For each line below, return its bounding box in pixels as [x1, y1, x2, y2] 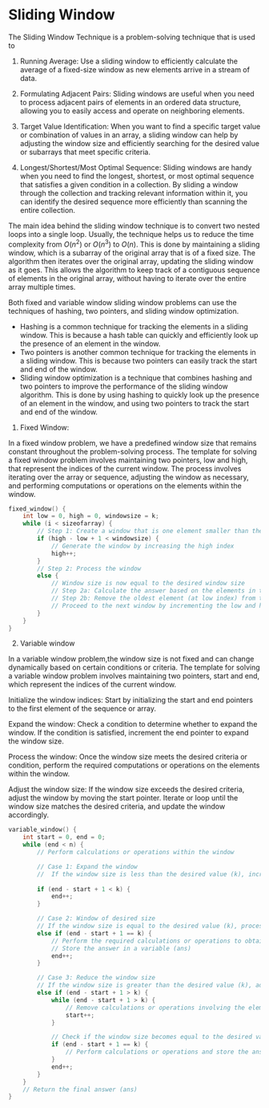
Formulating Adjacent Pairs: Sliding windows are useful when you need [19, 88, 255, 98]
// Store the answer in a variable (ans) [50, 944, 192, 952]
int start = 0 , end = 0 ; [22, 833, 106, 841]
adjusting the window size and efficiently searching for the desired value [19, 138, 260, 148]
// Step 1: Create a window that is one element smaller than [37, 528, 249, 536]
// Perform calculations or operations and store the [65, 1048, 249, 1057]
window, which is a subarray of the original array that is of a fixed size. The [8, 247, 256, 258]
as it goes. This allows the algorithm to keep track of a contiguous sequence [8, 265, 260, 275]
